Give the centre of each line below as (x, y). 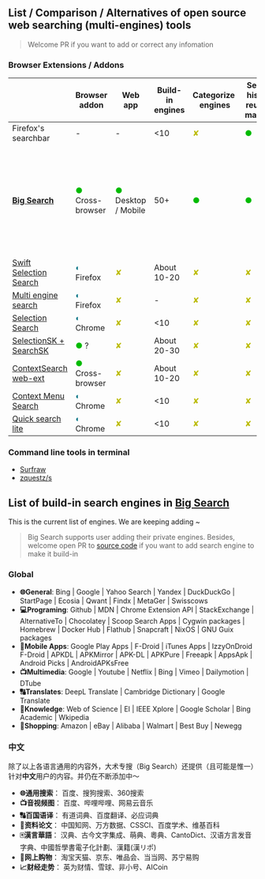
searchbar (31, 138)
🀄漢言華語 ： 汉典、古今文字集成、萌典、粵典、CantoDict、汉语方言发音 (136, 835)
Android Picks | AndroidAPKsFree (74, 662)
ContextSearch (40, 368)
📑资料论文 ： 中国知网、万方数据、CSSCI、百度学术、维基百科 (120, 824)
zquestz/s (36, 478)
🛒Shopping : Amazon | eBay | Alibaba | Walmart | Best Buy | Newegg (131, 726)
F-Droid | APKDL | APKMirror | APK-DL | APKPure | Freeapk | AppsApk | (136, 655)
